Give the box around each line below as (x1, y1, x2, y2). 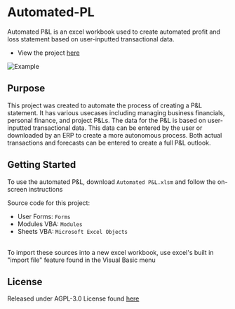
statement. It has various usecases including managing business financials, (7, 108, 225, 117)
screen (7, 185, 28, 193)
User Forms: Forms (17, 212, 71, 221)
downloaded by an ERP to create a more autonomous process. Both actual (7, 131, 222, 139)
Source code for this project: (7, 198, 90, 207)
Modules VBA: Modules (17, 219, 83, 228)
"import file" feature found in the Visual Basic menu (7, 256, 156, 264)
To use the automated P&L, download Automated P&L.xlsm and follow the (7, 177, 216, 186)
